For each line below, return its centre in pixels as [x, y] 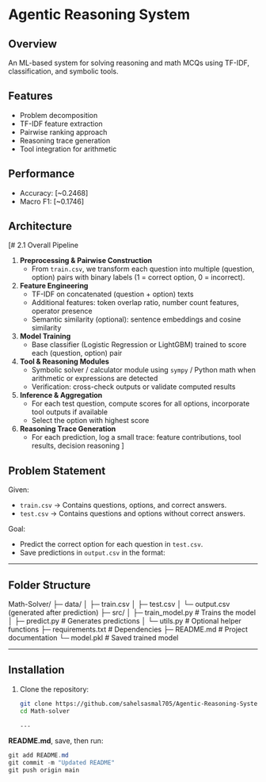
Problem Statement [57, 470]
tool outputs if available [70, 412]
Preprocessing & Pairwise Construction [86, 261]
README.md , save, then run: [56, 741]
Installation [36, 670]
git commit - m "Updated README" [61, 763]
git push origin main [44, 770]
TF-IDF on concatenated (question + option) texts [112, 294]
